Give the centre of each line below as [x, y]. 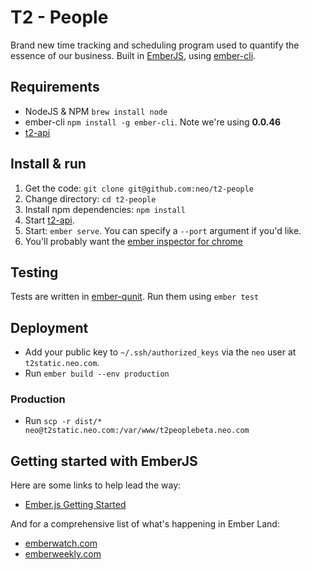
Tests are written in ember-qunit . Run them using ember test [135, 297]
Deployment [49, 327]
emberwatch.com [61, 543]
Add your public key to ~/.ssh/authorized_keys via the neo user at [160, 352]
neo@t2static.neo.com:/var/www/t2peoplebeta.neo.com [137, 431]
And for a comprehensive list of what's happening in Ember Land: [145, 524]
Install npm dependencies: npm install [105, 209]
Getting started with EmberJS [104, 461]
